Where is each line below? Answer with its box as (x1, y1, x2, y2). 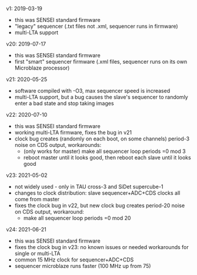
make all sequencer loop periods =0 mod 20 (23, 215, 131, 221)
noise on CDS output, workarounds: (14, 142, 102, 148)
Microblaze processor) (14, 64, 70, 71)
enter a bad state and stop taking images (14, 100, 114, 107)
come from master (14, 196, 60, 202)
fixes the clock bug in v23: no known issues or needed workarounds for (14, 244, 189, 250)
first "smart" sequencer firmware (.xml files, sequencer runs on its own (14, 58, 187, 65)
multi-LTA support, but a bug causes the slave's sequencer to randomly (14, 94, 188, 100)
